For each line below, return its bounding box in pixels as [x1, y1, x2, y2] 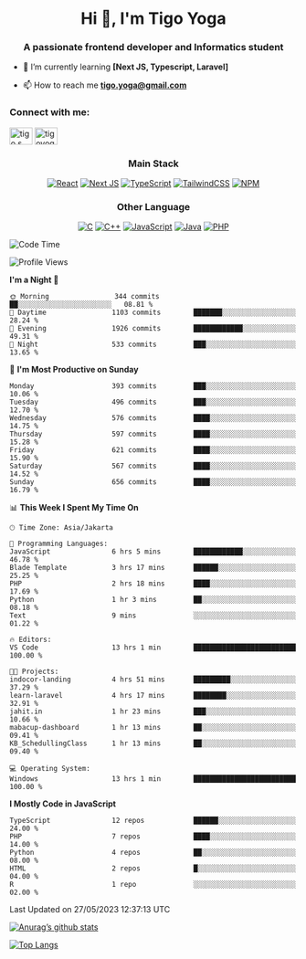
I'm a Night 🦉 [9, 274, 59, 286]
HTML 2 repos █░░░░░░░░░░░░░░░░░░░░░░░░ [9, 864, 297, 873]
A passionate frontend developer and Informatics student [23, 41, 284, 54]
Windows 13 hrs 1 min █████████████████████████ [9, 775, 297, 784]
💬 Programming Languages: [9, 539, 108, 549]
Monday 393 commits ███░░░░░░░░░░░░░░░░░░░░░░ [9, 382, 297, 391]
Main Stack [127, 157, 180, 170]
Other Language [116, 201, 191, 213]
